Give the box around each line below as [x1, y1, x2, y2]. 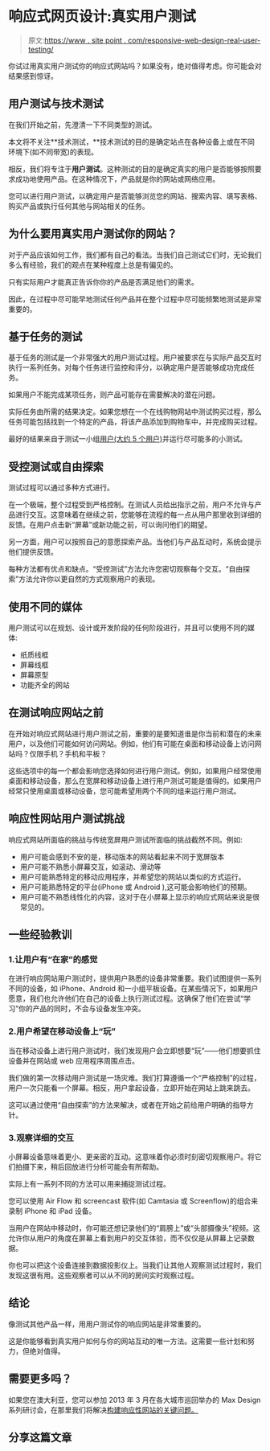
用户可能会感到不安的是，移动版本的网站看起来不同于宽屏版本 [19, 851, 225, 861]
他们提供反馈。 [8, 547, 58, 557]
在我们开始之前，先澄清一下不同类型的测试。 [8, 120, 157, 129]
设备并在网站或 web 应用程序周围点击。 [8, 1055, 139, 1065]
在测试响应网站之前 [8, 706, 104, 719]
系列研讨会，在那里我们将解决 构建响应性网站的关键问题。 [8, 1404, 198, 1415]
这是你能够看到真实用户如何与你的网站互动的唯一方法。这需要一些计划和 [8, 1336, 247, 1346]
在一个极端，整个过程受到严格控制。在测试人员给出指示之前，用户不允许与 [8, 500, 255, 510]
